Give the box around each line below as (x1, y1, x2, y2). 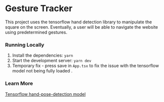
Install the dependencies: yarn (12, 52, 73, 58)
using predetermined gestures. (5, 29, 68, 35)
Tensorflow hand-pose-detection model (5, 91, 86, 97)
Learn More (5, 80, 33, 87)
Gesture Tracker (5, 3, 72, 14)
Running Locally (5, 41, 45, 48)
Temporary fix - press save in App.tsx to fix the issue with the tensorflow (12, 63, 159, 68)
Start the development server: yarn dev (12, 58, 92, 64)
